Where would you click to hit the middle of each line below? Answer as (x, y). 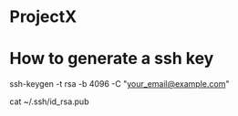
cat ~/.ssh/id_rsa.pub (49, 101)
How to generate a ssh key (112, 59)
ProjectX (43, 17)
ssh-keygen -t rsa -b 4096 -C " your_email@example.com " (119, 84)
